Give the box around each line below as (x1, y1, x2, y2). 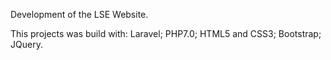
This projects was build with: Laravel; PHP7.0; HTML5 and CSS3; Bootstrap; (10, 28, 322, 39)
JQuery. (10, 39, 43, 50)
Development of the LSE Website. (10, 9, 149, 20)
